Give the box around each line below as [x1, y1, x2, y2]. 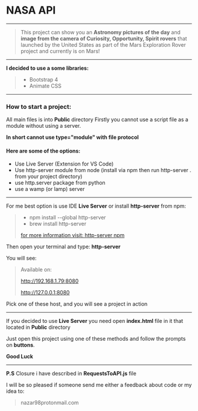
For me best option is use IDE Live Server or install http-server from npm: [6, 202, 186, 210]
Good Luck [6, 353, 34, 360]
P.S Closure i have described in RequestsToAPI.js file [6, 370, 137, 377]
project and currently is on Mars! [20, 47, 100, 54]
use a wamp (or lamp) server [14, 186, 85, 193]
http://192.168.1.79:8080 [20, 277, 79, 284]
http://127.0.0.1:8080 [20, 289, 70, 296]
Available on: [20, 266, 52, 273]
